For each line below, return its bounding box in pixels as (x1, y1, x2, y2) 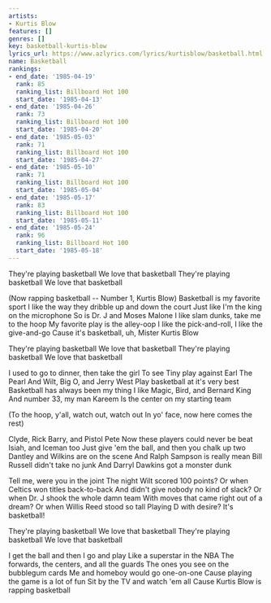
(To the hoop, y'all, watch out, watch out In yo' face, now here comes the (8, 409, 253, 419)
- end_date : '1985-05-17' (8, 193, 96, 202)
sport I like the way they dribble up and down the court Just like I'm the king (8, 302, 262, 312)
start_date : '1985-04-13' (15, 95, 104, 103)
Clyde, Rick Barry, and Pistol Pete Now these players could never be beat (8, 434, 253, 444)
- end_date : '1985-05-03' (8, 133, 96, 141)
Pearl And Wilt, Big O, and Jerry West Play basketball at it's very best (8, 376, 239, 387)
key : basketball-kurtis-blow (8, 42, 107, 50)
